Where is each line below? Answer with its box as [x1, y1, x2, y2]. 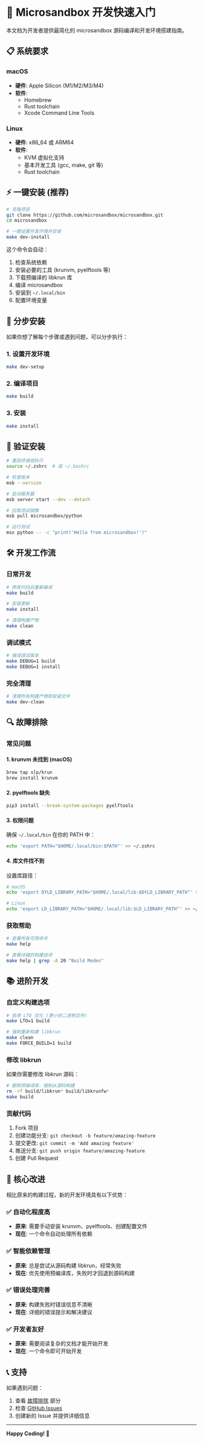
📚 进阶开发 [6, 976, 49, 987]
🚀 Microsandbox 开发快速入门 [6, 5, 156, 19]
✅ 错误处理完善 [6, 1286, 50, 1294]
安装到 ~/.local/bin [14, 289, 65, 297]
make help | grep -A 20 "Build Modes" [6, 958, 104, 964]
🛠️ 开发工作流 [6, 548, 56, 558]
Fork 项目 [14, 1124, 39, 1132]
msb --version [6, 479, 42, 486]
